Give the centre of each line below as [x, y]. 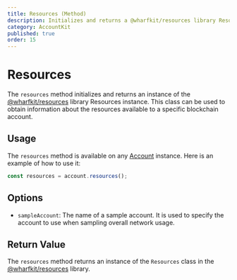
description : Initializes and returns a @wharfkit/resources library [112, 20]
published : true [31, 33]
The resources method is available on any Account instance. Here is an [110, 155]
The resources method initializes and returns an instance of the [99, 94]
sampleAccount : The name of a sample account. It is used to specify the [121, 215]
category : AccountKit [39, 27]
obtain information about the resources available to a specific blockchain [113, 109]
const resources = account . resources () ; [68, 176]
